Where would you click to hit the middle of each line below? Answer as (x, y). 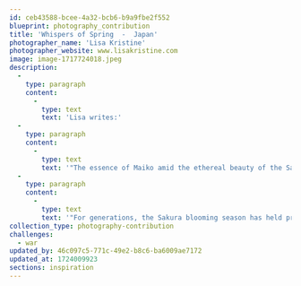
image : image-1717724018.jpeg (66, 59)
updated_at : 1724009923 (54, 260)
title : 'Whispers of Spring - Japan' (84, 34)
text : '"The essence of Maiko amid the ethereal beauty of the (162, 168)
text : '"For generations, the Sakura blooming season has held (162, 217)
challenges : (31, 234)
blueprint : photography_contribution (80, 26)
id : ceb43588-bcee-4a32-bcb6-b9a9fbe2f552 (90, 17)
